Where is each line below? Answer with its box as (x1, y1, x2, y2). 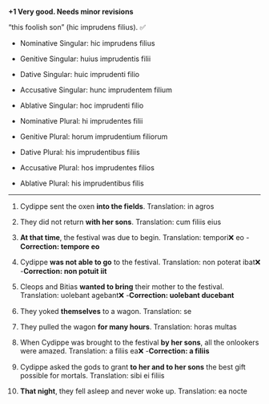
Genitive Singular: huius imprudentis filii (19, 54, 151, 63)
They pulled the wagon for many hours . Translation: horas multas (19, 322, 238, 332)
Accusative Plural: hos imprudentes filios (19, 163, 155, 172)
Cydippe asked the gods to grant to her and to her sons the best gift (19, 362, 246, 372)
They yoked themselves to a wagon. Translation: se (19, 307, 192, 316)
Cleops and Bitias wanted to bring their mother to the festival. (19, 282, 224, 292)
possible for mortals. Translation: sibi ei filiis (19, 371, 165, 380)
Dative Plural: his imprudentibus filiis (19, 148, 140, 157)
